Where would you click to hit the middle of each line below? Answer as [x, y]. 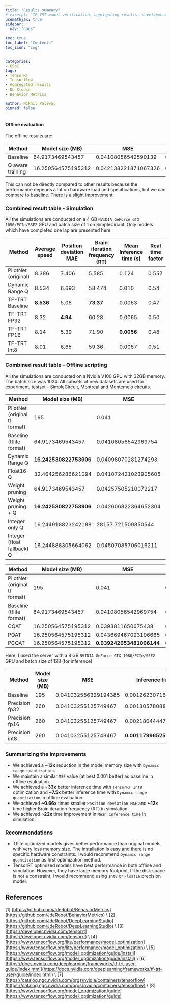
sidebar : [15, 24]
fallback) [18, 549]
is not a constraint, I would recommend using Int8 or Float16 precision [87, 876]
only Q [16, 528]
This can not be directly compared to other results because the [72, 184]
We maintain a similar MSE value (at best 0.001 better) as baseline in [83, 776]
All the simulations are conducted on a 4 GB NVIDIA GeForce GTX [73, 219]
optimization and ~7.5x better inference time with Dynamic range [80, 792]
